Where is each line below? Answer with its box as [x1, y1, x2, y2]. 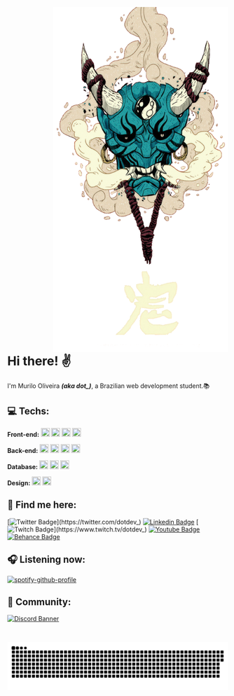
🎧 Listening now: [7, 553, 86, 565]
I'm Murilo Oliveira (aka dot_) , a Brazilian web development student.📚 [7, 382, 210, 390]
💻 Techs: [7, 405, 50, 417]
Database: [7, 462, 39, 471]
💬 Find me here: [7, 499, 77, 511]
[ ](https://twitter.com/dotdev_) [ [7, 517, 199, 526]
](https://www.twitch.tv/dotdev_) [53, 525, 147, 534]
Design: [7, 478, 31, 487]
